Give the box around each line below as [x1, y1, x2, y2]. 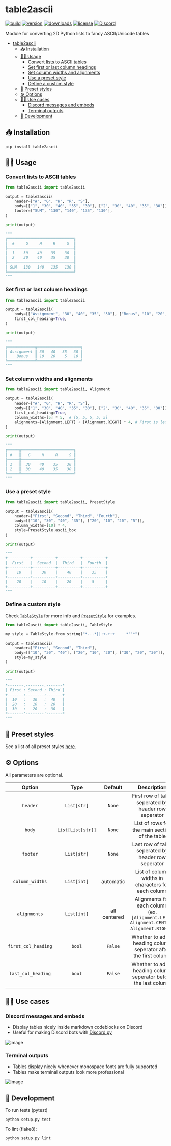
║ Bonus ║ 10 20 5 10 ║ [5, 354, 83, 359]
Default [104, 784, 123, 791]
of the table [138, 833, 166, 840]
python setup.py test [5, 1117, 51, 1122]
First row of [132, 792, 159, 799]
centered [102, 914, 124, 921]
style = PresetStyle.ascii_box [14, 527, 76, 533]
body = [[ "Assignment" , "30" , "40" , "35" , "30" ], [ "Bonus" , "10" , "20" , [14, 312, 167, 317]
